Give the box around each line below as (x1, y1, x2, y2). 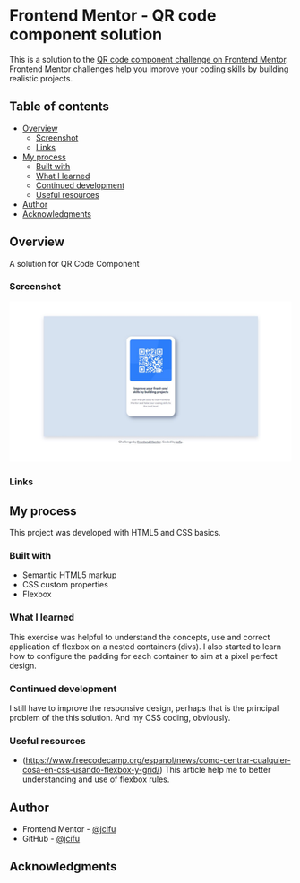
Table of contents (9, 99, 109, 115)
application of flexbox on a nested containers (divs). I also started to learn (9, 641, 282, 652)
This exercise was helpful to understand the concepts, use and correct (9, 631, 270, 642)
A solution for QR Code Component (9, 258, 141, 269)
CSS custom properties (21, 579, 109, 590)
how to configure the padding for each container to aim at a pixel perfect (9, 650, 278, 661)
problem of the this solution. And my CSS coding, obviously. (9, 712, 231, 723)
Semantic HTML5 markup (21, 570, 117, 580)
